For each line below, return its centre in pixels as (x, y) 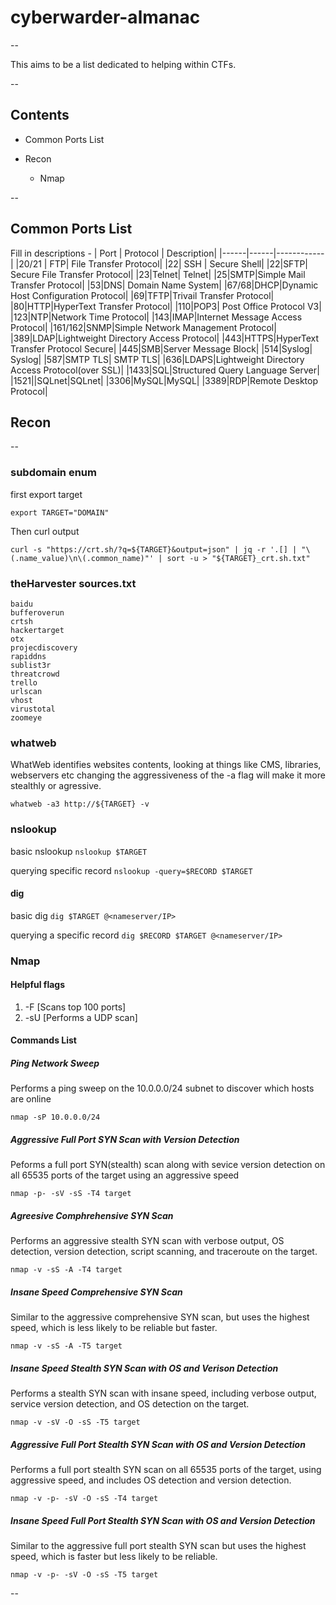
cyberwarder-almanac (105, 17)
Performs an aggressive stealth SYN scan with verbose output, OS (147, 1241)
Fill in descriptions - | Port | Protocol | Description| (114, 253)
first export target (46, 494)
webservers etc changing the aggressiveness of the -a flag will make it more (168, 775)
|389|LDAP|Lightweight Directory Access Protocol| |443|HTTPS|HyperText (165, 338)
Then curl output (45, 531)
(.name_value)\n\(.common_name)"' (82, 558)
